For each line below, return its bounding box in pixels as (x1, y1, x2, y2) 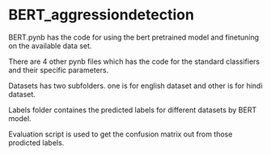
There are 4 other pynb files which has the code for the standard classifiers (8, 57, 260, 66)
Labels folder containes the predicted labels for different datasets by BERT (8, 105, 257, 115)
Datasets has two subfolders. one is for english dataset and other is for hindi (8, 81, 263, 90)
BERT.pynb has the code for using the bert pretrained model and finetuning (8, 32, 260, 42)
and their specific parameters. (8, 65, 109, 74)
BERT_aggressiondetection (8, 6, 194, 24)
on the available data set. (8, 40, 92, 50)
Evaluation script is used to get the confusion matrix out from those (8, 129, 233, 139)
